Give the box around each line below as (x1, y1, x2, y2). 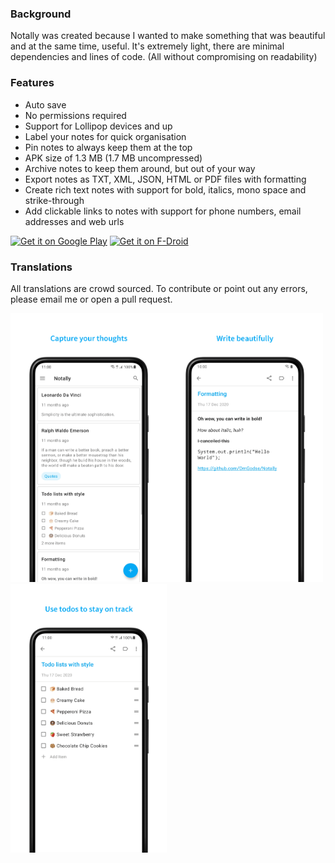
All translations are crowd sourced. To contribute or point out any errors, (10, 282, 308, 294)
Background (10, 7, 72, 21)
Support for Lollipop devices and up (24, 120, 173, 132)
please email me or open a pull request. (10, 293, 173, 305)
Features (10, 76, 55, 90)
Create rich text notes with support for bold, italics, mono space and (24, 183, 307, 196)
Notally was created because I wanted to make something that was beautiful (10, 30, 326, 42)
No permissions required (24, 109, 127, 121)
